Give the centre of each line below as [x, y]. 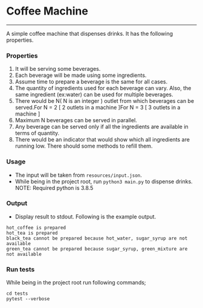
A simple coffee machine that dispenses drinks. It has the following [90, 33]
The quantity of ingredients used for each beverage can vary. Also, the [103, 88]
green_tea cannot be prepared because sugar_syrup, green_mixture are [97, 249]
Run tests [21, 269]
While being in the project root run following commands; [76, 283]
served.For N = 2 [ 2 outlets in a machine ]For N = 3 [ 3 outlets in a [98, 108]
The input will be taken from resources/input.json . [78, 175]
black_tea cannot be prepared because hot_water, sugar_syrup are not [97, 238]
